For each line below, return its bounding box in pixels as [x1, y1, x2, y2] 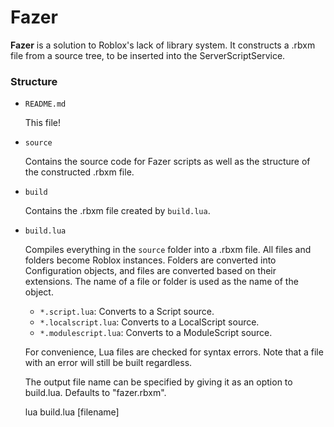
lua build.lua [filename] [24, 406, 120, 418]
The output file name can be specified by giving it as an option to [24, 376, 293, 388]
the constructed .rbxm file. [24, 166, 135, 178]
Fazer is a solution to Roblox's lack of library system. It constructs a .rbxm [10, 39, 316, 51]
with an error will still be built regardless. [24, 357, 193, 369]
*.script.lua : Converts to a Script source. [39, 306, 215, 318]
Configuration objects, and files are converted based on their [24, 265, 277, 277]
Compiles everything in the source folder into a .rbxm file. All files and [24, 244, 312, 256]
